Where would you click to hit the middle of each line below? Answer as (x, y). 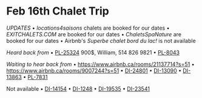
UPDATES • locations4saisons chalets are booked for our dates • (88, 28)
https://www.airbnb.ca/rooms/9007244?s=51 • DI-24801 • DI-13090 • (94, 70)
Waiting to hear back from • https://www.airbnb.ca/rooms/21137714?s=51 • (101, 64)
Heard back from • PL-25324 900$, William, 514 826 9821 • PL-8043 (93, 52)
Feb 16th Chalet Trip (58, 11)
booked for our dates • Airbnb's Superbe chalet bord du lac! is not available (101, 41)
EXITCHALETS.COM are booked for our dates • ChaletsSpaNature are (94, 34)
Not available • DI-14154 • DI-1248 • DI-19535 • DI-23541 (78, 88)
